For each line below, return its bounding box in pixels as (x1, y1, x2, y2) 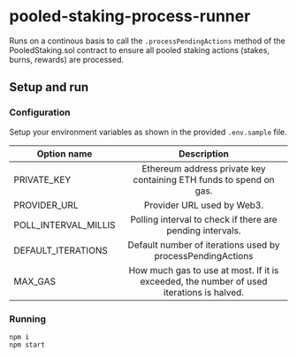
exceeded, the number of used (140, 275, 268, 287)
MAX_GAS (13, 275, 56, 287)
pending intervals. (166, 224, 241, 236)
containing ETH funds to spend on (133, 173, 275, 186)
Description (178, 148, 230, 160)
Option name (36, 148, 93, 160)
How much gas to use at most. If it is (128, 263, 279, 276)
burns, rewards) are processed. (9, 54, 124, 65)
